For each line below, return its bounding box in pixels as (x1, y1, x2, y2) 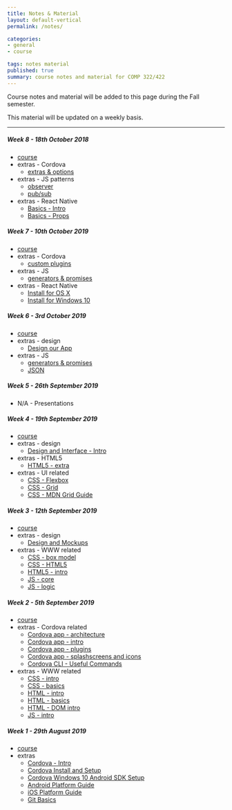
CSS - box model (27, 553, 77, 562)
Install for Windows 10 (27, 296, 91, 304)
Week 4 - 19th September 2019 (7, 415, 98, 423)
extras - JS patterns (17, 175, 75, 183)
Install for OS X (27, 288, 70, 297)
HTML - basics (27, 696, 70, 704)
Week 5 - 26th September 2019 (7, 382, 99, 390)
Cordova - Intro (27, 759, 71, 767)
